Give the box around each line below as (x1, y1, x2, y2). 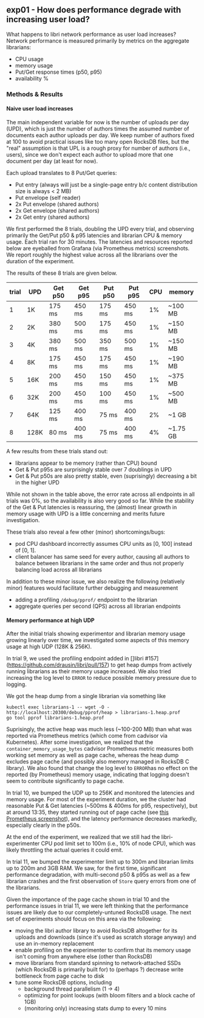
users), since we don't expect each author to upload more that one (6, 150, 174, 158)
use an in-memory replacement (15, 940, 94, 947)
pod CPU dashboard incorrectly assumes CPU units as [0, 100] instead (15, 540, 192, 547)
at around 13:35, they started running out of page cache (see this (6, 808, 169, 816)
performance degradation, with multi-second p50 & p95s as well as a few (6, 871, 190, 878)
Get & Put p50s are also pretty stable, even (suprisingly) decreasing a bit (15, 472, 197, 479)
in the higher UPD (15, 478, 59, 486)
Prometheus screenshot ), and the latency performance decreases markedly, (6, 815, 197, 822)
